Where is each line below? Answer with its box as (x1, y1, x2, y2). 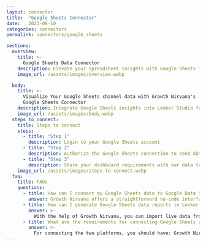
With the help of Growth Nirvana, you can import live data (33, 213, 191, 219)
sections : (6, 43, 32, 49)
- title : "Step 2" (22, 145, 70, 151)
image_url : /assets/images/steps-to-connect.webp (17, 168, 147, 174)
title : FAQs (17, 179, 48, 185)
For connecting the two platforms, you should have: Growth (33, 230, 191, 236)
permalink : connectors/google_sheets (6, 32, 103, 38)
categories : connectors (6, 26, 67, 32)
